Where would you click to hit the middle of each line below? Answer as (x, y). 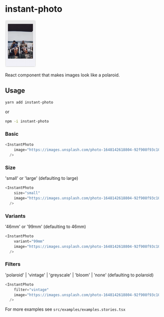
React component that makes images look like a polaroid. (62, 75)
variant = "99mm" (29, 241)
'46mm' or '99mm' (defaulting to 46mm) (46, 227)
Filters (13, 264)
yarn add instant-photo (29, 102)
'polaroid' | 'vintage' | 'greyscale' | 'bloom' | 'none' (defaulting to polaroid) (79, 275)
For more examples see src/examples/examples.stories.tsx (65, 309)
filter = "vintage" (31, 290)
